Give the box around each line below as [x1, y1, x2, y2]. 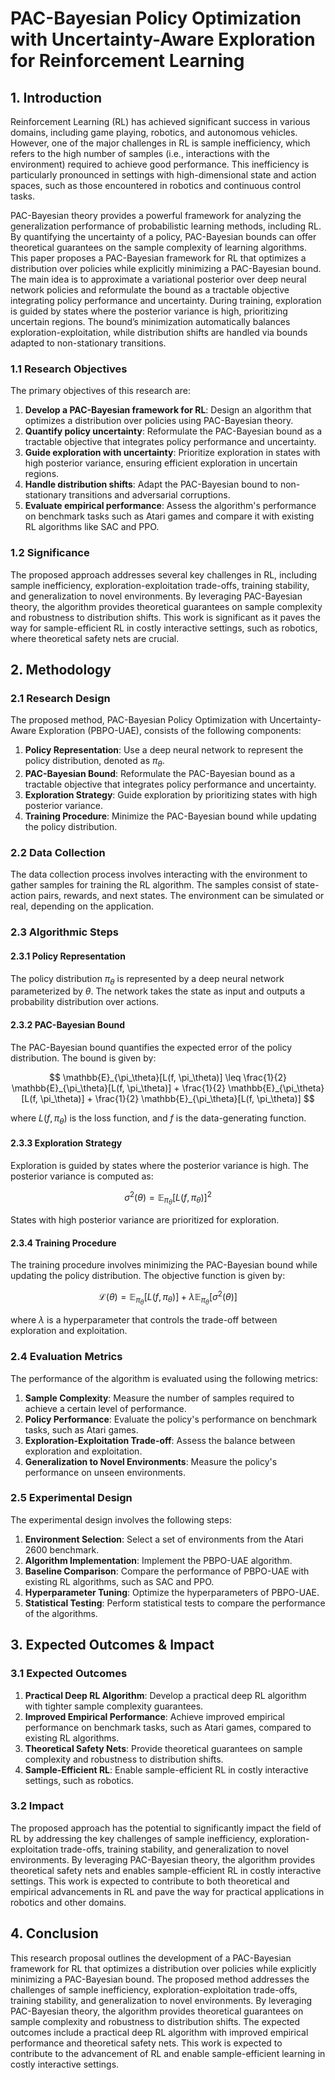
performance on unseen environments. [24, 1466, 187, 1478]
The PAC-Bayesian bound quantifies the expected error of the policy [10, 1041, 293, 1053]
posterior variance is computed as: [10, 1170, 154, 1182]
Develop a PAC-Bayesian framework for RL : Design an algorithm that [24, 404, 312, 416]
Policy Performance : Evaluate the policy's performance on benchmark [24, 1413, 318, 1425]
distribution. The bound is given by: [10, 1052, 157, 1064]
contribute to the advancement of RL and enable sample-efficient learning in [10, 2047, 326, 2059]
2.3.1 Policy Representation [10, 950, 126, 962]
